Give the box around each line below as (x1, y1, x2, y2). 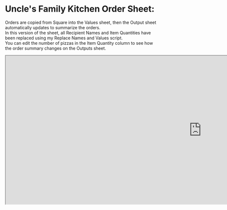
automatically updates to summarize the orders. (5, 24, 101, 30)
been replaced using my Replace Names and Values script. (5, 35, 123, 41)
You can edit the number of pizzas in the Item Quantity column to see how (5, 40, 153, 46)
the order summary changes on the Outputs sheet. (5, 45, 106, 51)
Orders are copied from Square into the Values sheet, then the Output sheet (5, 19, 157, 25)
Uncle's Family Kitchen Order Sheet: (5, 3, 155, 15)
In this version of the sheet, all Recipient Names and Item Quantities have (5, 30, 151, 35)
